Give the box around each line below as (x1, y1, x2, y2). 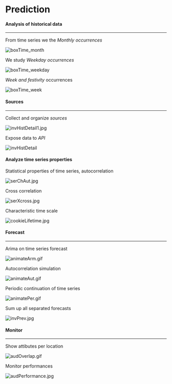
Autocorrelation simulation (5, 265, 61, 272)
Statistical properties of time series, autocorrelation (5, 168, 114, 174)
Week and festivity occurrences (5, 77, 73, 83)
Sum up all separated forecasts (5, 305, 71, 311)
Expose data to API (5, 135, 46, 141)
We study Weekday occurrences (5, 57, 74, 63)
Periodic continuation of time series (5, 285, 80, 291)
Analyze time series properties (5, 157, 73, 163)
